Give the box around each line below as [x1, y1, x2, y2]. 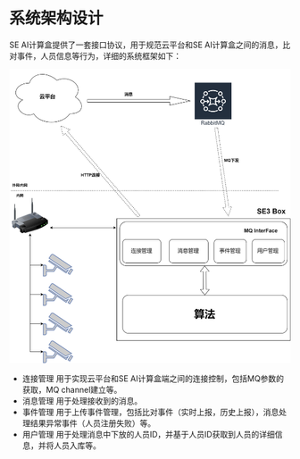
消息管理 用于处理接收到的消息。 [21, 396, 143, 406]
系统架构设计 [9, 8, 104, 29]
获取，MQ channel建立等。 [21, 385, 122, 396]
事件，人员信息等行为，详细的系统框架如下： [16, 50, 181, 61]
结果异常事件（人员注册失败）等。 [29, 418, 156, 429]
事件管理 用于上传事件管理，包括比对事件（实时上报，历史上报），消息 [21, 407, 279, 418]
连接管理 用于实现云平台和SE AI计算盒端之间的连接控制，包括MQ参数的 [21, 373, 284, 384]
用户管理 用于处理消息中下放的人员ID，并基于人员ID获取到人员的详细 [21, 430, 275, 440]
